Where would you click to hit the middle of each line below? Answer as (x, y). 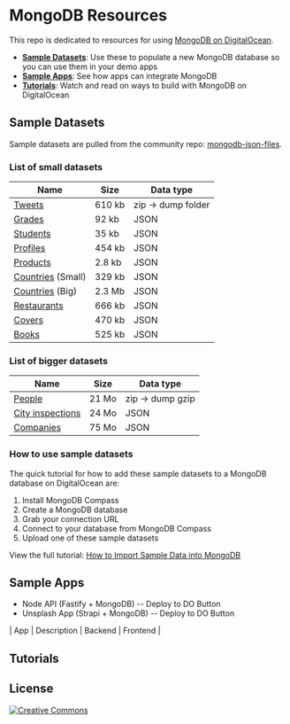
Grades (29, 220)
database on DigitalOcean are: (65, 483)
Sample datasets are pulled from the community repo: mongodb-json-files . (146, 144)
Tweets (29, 205)
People (28, 399)
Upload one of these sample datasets (90, 538)
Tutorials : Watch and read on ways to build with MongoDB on (134, 85)
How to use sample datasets (71, 455)
